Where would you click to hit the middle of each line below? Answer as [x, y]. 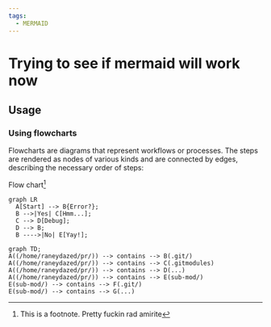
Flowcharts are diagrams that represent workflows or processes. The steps [133, 151]
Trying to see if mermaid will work [124, 63]
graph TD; [25, 249]
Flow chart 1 [27, 184]
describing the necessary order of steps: [76, 168]
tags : [17, 16]
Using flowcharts [43, 133]
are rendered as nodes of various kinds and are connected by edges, [123, 159]
